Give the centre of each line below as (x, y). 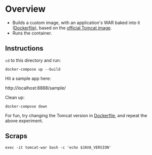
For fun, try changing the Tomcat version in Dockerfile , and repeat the (76, 115)
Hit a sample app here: (28, 78)
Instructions (24, 48)
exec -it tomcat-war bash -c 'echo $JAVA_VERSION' (58, 147)
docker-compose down (26, 106)
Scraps (16, 136)
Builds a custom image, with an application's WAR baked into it (76, 23)
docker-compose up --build (33, 69)
